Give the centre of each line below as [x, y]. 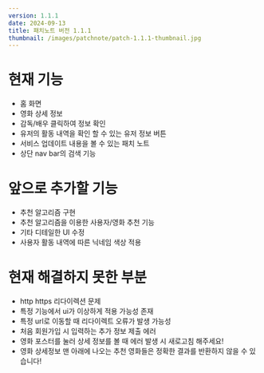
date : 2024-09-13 [37, 23]
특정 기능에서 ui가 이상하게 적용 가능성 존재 [87, 311]
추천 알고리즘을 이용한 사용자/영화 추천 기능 [87, 222]
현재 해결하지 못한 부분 [78, 278]
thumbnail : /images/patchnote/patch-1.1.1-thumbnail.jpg [105, 38]
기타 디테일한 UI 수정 [52, 232]
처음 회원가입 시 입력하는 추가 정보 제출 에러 [88, 331]
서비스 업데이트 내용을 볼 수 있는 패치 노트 [85, 144]
